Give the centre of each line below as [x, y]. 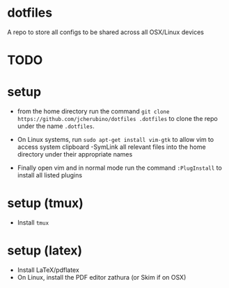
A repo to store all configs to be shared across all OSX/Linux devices [105, 32]
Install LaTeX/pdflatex [48, 270]
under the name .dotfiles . [56, 126]
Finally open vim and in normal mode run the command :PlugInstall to [120, 168]
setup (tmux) [45, 203]
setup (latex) [45, 251]
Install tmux [33, 223]
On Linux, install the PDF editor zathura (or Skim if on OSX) [102, 277]
